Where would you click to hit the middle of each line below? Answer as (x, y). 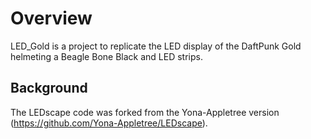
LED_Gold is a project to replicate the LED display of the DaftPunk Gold (156, 46)
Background (49, 88)
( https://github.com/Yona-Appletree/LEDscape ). (109, 123)
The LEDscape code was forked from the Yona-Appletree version (145, 112)
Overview (51, 18)
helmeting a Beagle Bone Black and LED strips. (106, 56)
